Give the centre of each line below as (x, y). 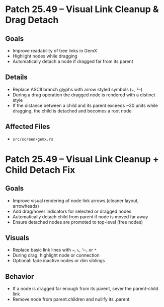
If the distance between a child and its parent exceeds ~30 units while (85, 105)
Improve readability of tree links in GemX (55, 51)
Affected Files (28, 127)
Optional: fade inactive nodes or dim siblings (59, 261)
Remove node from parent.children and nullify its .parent (71, 299)
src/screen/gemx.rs (33, 139)
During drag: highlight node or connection (56, 255)
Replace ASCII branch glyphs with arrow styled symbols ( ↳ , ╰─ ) (77, 89)
